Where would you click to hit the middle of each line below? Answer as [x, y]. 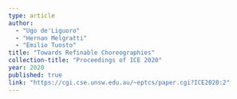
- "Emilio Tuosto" [46, 46]
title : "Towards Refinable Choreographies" [82, 53]
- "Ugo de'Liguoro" [48, 30]
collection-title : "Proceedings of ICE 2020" [85, 61]
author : [21, 23]
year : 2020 [26, 68]
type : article [32, 16]
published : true [35, 75]
